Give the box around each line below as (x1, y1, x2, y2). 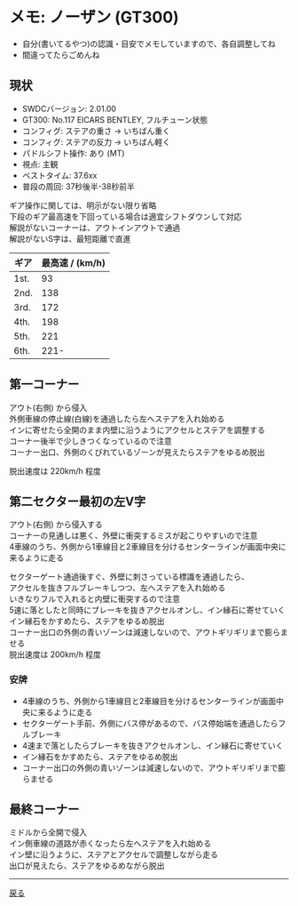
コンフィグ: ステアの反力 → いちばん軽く (21, 136, 171, 147)
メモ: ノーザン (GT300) (9, 7, 179, 28)
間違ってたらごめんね (21, 49, 100, 60)
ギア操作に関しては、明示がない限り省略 (9, 200, 157, 211)
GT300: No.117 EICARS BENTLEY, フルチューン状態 (21, 114, 208, 124)
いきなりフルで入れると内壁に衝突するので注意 (9, 594, 180, 605)
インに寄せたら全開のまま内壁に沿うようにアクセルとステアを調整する (9, 424, 266, 435)
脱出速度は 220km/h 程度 (9, 465, 102, 476)
